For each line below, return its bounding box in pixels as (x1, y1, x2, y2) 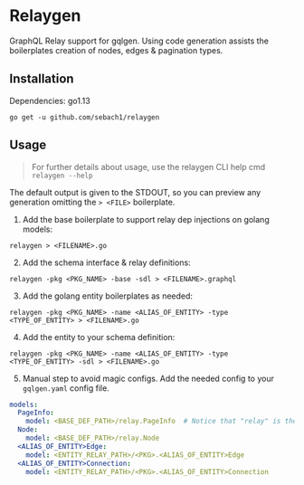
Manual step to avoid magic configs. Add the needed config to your (22, 373, 274, 384)
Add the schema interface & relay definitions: (22, 257, 192, 268)
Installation (9, 71, 74, 87)
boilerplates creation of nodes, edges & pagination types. (9, 44, 223, 55)
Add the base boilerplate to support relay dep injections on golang (22, 214, 270, 224)
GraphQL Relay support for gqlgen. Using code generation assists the (9, 35, 270, 46)
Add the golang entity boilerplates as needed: (22, 290, 193, 301)
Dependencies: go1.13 (9, 95, 90, 106)
